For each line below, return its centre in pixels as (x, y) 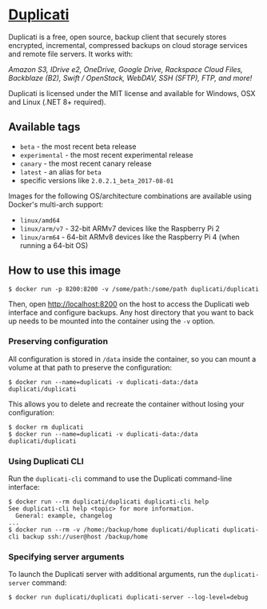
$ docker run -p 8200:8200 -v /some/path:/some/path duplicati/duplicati (134, 289)
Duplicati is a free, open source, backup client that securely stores (118, 37)
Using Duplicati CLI (46, 461)
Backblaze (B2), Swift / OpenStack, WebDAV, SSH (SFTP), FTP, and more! (130, 78)
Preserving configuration (58, 342)
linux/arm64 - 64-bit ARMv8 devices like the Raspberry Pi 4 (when (130, 237)
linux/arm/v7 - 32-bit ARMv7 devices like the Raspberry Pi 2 (120, 228)
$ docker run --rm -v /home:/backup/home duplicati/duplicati (114, 530)
